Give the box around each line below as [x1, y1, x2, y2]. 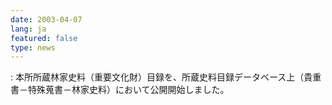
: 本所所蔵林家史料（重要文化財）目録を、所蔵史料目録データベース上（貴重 [10, 71, 322, 83]
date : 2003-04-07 [10, 14, 83, 25]
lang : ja [10, 24, 47, 34]
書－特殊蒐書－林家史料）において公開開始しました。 [10, 84, 230, 96]
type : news [10, 42, 56, 53]
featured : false [10, 33, 78, 43]
